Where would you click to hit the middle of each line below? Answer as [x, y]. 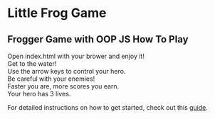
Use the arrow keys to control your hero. [67, 71]
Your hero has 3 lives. [39, 94]
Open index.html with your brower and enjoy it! [76, 56]
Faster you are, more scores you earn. [63, 86]
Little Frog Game [57, 13]
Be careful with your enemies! [51, 79]
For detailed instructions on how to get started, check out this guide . [108, 107]
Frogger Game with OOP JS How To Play [98, 39]
